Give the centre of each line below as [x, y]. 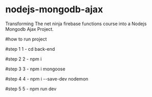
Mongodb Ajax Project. [29, 29]
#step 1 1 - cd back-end [30, 49]
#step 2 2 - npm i [24, 59]
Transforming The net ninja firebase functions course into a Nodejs [76, 24]
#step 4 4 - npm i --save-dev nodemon [47, 79]
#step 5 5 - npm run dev [31, 89]
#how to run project [26, 39]
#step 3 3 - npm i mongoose [35, 69]
